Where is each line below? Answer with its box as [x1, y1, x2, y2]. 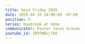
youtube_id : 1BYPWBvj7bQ [5, 31, 58, 36]
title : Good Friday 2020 [5, 7, 58, 13]
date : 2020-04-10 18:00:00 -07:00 [5, 12, 78, 17]
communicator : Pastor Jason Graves [5, 26, 80, 31]
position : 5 [5, 17, 30, 22]
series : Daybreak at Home [5, 21, 60, 27]
